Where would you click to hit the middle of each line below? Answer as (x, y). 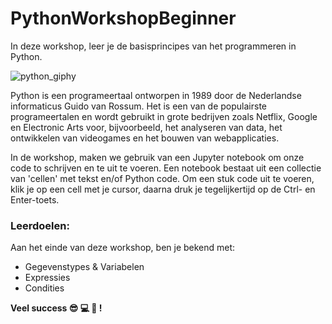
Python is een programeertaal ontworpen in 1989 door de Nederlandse (156, 95)
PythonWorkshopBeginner (123, 18)
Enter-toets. (35, 199)
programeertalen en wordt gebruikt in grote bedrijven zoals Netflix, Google (164, 116)
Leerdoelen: (40, 225)
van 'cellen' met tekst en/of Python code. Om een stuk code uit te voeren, (162, 178)
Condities (44, 288)
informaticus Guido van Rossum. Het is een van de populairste (138, 106)
